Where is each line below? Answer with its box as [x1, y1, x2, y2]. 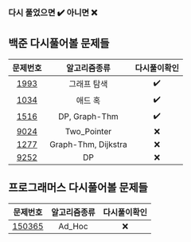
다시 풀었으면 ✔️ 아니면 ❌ [8, 6, 98, 18]
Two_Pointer [64, 125, 112, 137]
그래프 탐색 [68, 78, 108, 89]
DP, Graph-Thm [58, 111, 119, 122]
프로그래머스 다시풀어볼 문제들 [8, 181, 149, 195]
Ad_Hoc [58, 220, 89, 232]
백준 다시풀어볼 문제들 [8, 37, 110, 50]
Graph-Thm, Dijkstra [49, 138, 127, 149]
